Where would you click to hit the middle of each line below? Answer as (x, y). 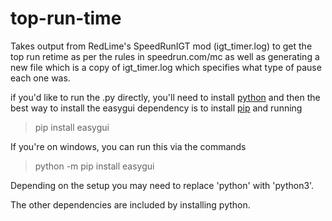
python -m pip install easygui (94, 166)
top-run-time (66, 18)
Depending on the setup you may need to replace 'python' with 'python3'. (162, 185)
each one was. (40, 78)
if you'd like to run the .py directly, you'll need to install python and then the (165, 97)
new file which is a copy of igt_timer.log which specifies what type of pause (166, 67)
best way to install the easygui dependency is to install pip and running (156, 108)
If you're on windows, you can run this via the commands (128, 146)
